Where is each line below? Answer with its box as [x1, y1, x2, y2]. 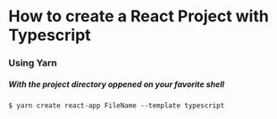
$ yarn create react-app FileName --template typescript [8, 101, 225, 110]
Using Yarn [8, 57, 57, 69]
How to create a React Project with [8, 6, 269, 27]
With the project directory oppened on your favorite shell [8, 78, 225, 90]
